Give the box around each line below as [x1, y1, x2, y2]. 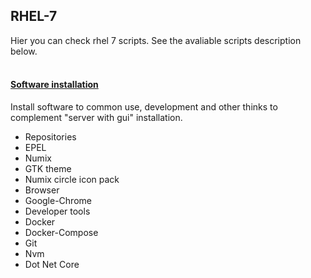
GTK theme [24, 163, 72, 175]
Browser [24, 184, 60, 196]
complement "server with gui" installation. [10, 112, 183, 124]
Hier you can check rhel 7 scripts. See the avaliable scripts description [10, 34, 302, 46]
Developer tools [24, 205, 91, 218]
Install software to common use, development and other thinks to [10, 101, 278, 113]
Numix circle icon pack [24, 174, 120, 186]
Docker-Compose [24, 227, 99, 239]
